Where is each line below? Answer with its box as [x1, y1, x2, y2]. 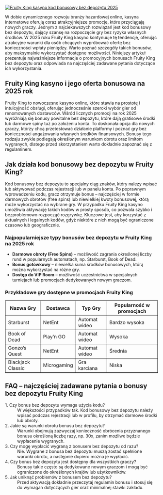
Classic [8, 365, 25, 372]
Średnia [109, 348, 127, 354]
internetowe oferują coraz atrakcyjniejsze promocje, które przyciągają [5, 19, 145, 25]
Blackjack [8, 359, 31, 366]
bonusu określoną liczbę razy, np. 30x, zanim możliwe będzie [17, 433, 140, 439]
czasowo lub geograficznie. [5, 222, 61, 228]
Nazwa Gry [10, 305, 36, 312]
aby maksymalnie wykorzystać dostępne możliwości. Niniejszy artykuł [5, 50, 146, 56]
